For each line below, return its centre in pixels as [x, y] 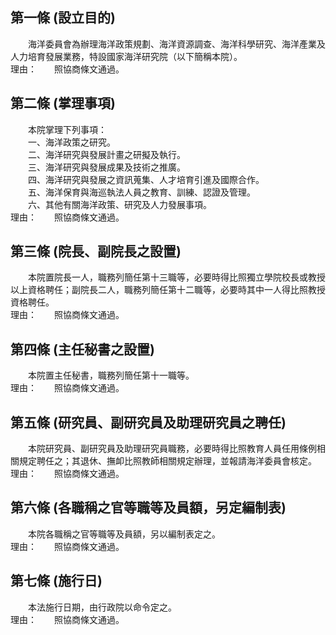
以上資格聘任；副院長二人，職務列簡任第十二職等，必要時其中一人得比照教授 [168, 290]
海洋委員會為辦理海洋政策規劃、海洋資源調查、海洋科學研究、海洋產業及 [176, 44]
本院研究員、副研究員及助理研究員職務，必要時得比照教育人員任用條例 [172, 449]
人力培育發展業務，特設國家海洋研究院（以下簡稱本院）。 [126, 56]
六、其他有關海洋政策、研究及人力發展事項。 [119, 204]
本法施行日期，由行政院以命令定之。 [102, 607]
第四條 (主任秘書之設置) [82, 349]
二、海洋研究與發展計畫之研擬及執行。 [106, 154]
